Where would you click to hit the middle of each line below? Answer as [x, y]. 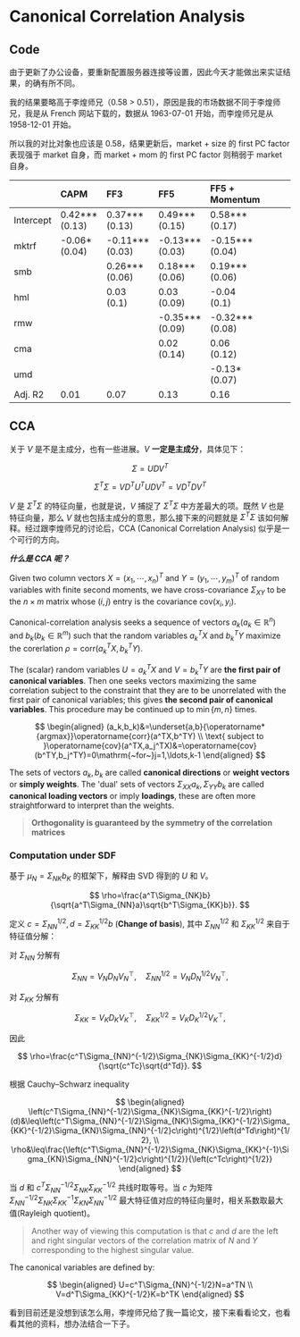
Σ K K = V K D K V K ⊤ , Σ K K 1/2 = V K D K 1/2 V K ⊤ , [150, 1018]
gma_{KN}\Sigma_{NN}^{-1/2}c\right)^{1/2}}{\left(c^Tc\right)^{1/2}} [150, 1158]
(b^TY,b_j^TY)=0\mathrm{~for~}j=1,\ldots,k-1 [117, 755]
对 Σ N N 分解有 [35, 956]
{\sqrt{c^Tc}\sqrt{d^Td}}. [144, 1065]
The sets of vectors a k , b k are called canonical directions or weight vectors [150, 774]
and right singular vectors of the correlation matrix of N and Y [144, 1240]
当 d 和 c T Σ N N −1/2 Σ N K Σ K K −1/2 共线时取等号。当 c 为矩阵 [111, 1187]
